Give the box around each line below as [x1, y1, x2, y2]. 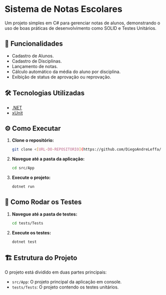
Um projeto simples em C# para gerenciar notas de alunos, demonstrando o [4, 20, 161, 26]
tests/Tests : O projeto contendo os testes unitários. [11, 284, 119, 290]
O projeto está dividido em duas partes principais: [4, 269, 107, 275]
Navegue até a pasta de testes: [11, 211, 78, 217]
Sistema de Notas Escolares [4, 3, 123, 15]
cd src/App [11, 165, 35, 171]
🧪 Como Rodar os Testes [4, 198, 82, 207]
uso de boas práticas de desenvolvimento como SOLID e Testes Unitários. [4, 25, 157, 31]
